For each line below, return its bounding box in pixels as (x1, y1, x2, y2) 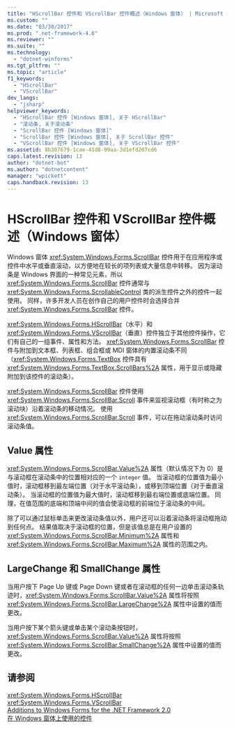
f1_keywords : (7, 75, 45, 82)
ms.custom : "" (7, 17, 49, 24)
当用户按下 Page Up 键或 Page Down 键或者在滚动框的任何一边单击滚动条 (7, 582, 218, 590)
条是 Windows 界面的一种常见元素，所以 (7, 270, 123, 279)
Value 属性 (7, 444, 54, 456)
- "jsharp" (13, 101, 45, 108)
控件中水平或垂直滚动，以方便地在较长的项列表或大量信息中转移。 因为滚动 (7, 262, 223, 270)
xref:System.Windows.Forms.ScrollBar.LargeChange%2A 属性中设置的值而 (7, 599, 223, 608)
